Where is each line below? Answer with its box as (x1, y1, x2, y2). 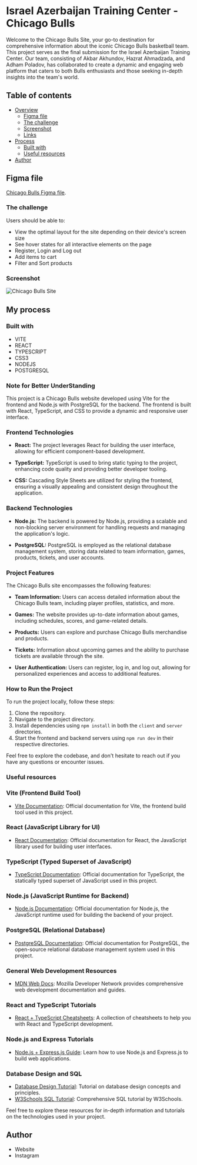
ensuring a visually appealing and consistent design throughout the (14, 483, 178, 490)
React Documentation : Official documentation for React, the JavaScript (14, 836, 187, 843)
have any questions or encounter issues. (6, 759, 105, 766)
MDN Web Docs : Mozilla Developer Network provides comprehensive (14, 980, 183, 987)
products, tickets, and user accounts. (14, 554, 105, 561)
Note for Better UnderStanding (6, 381, 95, 389)
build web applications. (14, 1054, 71, 1062)
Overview (14, 106, 38, 113)
